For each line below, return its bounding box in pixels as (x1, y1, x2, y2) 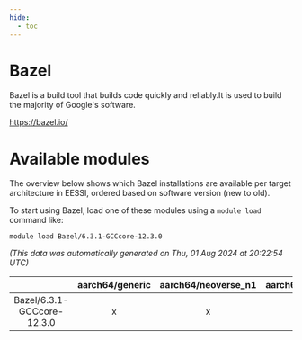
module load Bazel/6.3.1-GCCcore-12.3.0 (9, 232, 164, 241)
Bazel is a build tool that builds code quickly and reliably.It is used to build (9, 90, 282, 101)
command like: (9, 215, 64, 226)
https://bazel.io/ (9, 117, 69, 128)
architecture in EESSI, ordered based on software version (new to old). (9, 188, 271, 199)
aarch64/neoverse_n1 (159, 279, 257, 291)
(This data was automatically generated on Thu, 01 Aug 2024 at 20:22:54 (9, 248, 283, 259)
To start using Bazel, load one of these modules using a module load (9, 205, 262, 216)
